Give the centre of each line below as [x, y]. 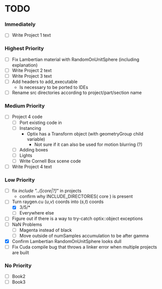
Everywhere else [37, 213]
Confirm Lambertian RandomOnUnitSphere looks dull [67, 241]
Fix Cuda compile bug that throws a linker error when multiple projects [84, 247]
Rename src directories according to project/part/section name [77, 92]
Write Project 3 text [32, 76]
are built [20, 252]
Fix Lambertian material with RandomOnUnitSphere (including [75, 59]
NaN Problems [27, 224]
